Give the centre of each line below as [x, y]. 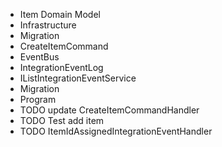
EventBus [39, 57]
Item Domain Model [60, 14]
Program [38, 99]
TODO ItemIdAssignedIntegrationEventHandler [116, 131]
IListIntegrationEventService [78, 78]
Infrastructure [48, 25]
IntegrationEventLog [61, 67]
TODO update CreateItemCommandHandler [109, 110]
